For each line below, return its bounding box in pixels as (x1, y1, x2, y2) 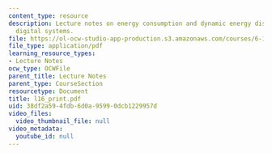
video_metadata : (8, 125, 63, 133)
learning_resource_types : (8, 49, 96, 57)
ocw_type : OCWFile (8, 65, 70, 73)
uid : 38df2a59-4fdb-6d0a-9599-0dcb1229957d (8, 102, 158, 110)
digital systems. (15, 27, 74, 35)
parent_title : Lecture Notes (8, 72, 107, 80)
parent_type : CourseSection (8, 79, 104, 87)
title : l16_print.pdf (8, 95, 82, 103)
